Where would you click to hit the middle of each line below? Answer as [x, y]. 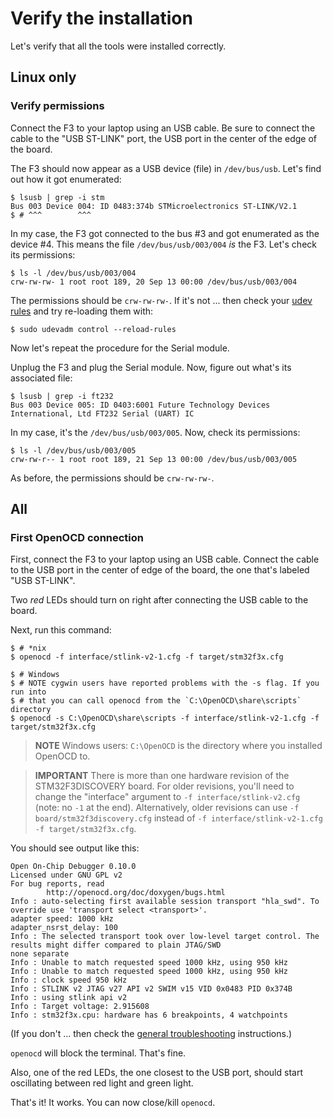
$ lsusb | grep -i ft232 [62, 396]
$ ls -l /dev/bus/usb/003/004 [73, 273]
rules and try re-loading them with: [82, 311]
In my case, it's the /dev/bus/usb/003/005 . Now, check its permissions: [155, 432]
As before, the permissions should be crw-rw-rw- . [112, 478]
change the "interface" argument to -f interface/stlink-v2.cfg [167, 797]
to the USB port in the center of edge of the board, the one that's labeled [160, 570]
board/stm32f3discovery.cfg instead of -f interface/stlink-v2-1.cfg [179, 818]
